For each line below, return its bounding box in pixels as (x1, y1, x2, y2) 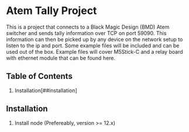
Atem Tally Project (6, 4, 97, 18)
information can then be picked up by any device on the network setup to (6, 36, 183, 43)
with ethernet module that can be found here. (6, 54, 116, 61)
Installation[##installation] (14, 86, 77, 94)
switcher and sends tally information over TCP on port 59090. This (6, 29, 167, 36)
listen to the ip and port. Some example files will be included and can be (6, 42, 180, 49)
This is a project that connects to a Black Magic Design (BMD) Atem (6, 23, 170, 30)
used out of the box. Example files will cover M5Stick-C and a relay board (6, 48, 183, 55)
